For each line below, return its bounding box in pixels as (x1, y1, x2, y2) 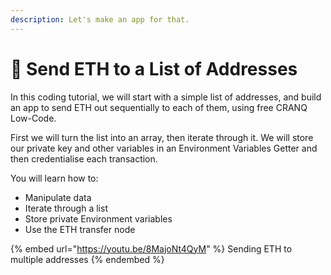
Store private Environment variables (24, 212, 173, 225)
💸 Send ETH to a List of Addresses (10, 57, 298, 80)
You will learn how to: (10, 172, 99, 184)
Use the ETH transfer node (24, 223, 136, 235)
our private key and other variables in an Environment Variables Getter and (10, 142, 318, 154)
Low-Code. (10, 112, 57, 124)
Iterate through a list (24, 202, 108, 214)
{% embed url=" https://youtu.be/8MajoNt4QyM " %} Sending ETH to (10, 242, 293, 255)
